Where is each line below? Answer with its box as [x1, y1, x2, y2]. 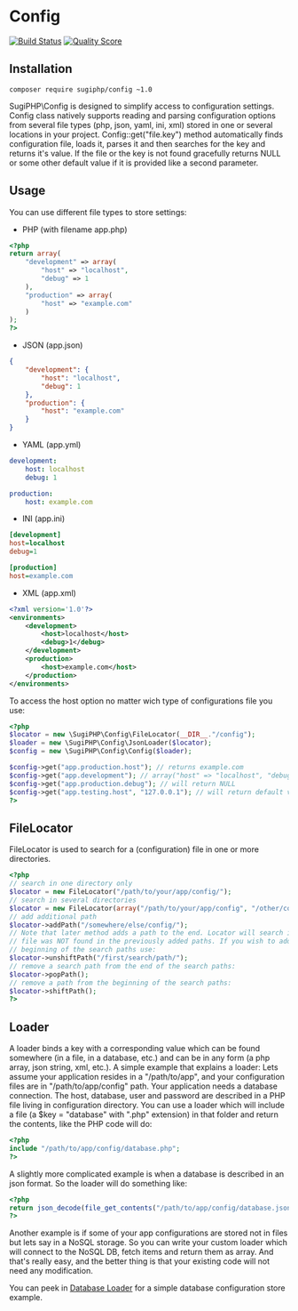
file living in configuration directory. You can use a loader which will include [9, 1100, 286, 1111]
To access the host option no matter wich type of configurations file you [9, 696, 273, 706]
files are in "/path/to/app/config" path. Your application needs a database [9, 1081, 278, 1091]
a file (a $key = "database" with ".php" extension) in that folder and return [9, 1109, 279, 1120]
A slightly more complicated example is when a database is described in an [9, 1168, 285, 1179]
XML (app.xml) [21, 587, 77, 598]
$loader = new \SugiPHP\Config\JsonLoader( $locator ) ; [9, 738, 213, 748]
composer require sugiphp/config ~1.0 [9, 84, 153, 94]
